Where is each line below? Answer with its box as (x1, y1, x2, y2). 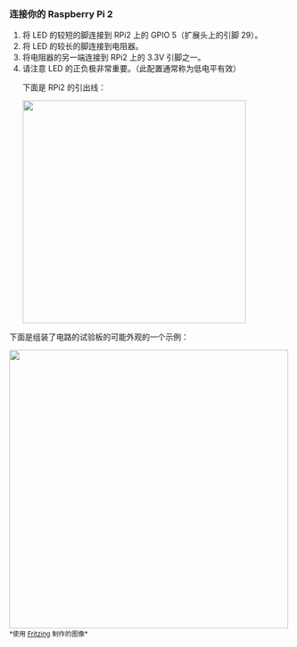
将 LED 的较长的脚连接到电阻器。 (21, 41, 144, 52)
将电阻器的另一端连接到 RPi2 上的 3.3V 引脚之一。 (21, 52, 206, 63)
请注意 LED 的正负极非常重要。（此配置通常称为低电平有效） (21, 63, 242, 74)
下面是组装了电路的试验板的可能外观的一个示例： (9, 332, 189, 342)
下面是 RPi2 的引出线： (21, 82, 107, 93)
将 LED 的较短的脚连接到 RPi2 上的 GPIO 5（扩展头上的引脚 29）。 (21, 29, 263, 41)
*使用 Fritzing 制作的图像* (9, 630, 88, 639)
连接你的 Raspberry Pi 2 (9, 7, 113, 20)
